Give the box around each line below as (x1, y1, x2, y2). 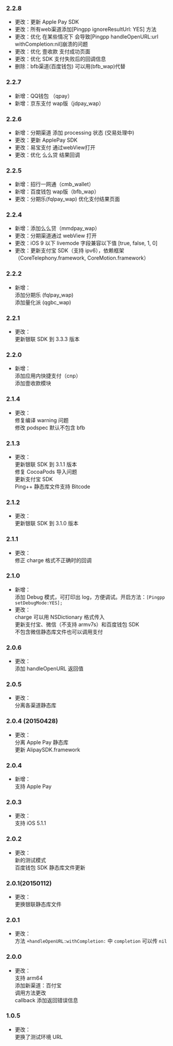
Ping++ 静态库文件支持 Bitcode (14, 483, 90, 490)
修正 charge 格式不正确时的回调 (14, 556, 92, 564)
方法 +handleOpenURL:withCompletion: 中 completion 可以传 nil (14, 937, 167, 945)
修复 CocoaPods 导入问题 (14, 468, 77, 475)
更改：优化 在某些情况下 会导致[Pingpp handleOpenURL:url (14, 33, 158, 40)
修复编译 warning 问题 (14, 416, 69, 423)
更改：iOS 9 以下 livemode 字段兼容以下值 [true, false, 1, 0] (14, 240, 158, 247)
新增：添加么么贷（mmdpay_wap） (14, 225, 100, 232)
